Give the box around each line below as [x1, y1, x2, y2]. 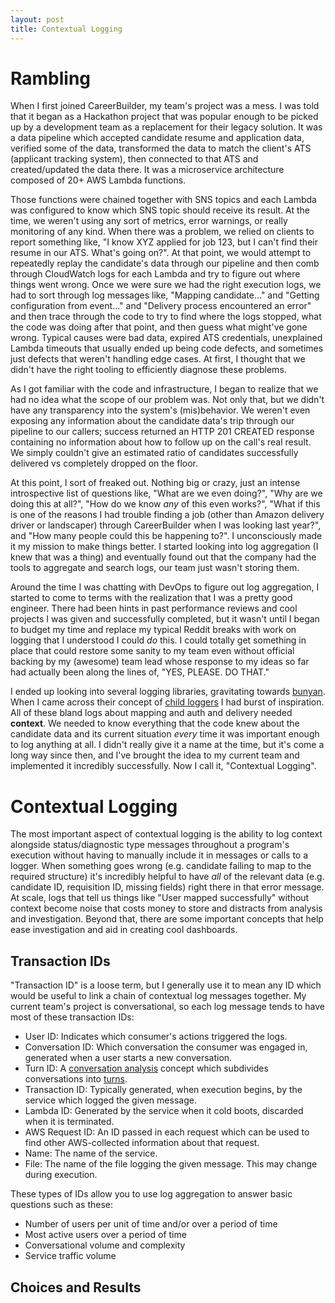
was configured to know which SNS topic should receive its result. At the [10, 204, 311, 216]
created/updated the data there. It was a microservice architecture [10, 164, 285, 176]
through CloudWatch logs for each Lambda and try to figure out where [10, 268, 301, 280]
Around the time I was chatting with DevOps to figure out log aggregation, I [10, 581, 320, 593]
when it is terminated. [24, 1116, 115, 1128]
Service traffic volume [24, 1250, 117, 1262]
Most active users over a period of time [24, 1229, 187, 1241]
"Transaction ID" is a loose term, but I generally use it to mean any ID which [10, 979, 322, 991]
